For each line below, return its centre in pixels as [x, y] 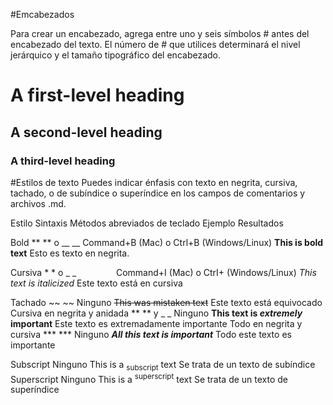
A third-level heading [63, 161]
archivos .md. [38, 203]
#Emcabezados [42, 14]
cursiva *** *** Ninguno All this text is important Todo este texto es [151, 334]
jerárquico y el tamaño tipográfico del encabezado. [115, 55]
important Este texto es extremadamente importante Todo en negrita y [156, 323]
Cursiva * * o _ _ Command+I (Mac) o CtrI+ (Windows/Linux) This [163, 272]
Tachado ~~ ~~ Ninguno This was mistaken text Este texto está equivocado [166, 302]
